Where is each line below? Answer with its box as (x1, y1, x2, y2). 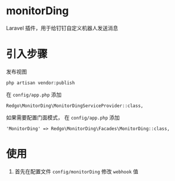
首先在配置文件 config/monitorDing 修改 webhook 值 (14, 167, 138, 175)
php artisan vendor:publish (6, 80, 75, 86)
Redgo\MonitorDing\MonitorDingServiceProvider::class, (6, 102, 144, 109)
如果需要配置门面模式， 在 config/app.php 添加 (6, 114, 120, 121)
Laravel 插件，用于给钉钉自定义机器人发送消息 (6, 24, 118, 31)
